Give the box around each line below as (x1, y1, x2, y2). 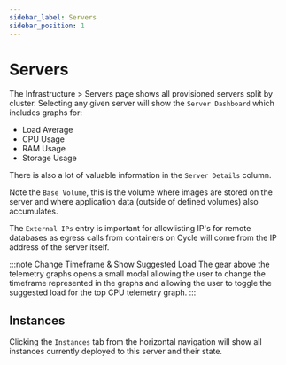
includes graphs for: (9, 107, 82, 118)
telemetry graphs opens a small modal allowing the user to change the (9, 268, 266, 279)
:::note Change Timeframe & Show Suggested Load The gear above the (9, 259, 270, 270)
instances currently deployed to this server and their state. (9, 346, 223, 357)
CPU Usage (21, 134, 65, 144)
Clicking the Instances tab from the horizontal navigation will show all (9, 337, 263, 347)
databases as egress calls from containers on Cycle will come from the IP (9, 232, 277, 244)
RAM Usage (21, 144, 66, 154)
